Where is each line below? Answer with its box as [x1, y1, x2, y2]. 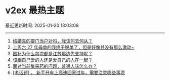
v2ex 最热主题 [5, 5, 64, 16]
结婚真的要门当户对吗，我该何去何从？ [12, 37, 93, 44]
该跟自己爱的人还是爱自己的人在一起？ [12, 57, 93, 63]
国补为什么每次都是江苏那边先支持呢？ [12, 50, 93, 56]
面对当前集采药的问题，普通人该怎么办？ [12, 63, 97, 69]
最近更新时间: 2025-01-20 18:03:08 [5, 22, 79, 28]
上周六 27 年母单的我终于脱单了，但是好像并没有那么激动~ [12, 44, 135, 50]
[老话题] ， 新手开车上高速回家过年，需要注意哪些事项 [12, 69, 125, 75]
